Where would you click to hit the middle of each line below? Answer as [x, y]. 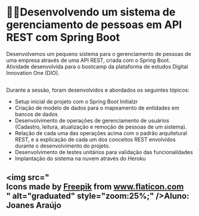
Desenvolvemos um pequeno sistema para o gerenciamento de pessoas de [99, 54]
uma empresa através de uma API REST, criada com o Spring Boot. [88, 60]
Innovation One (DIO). [33, 73]
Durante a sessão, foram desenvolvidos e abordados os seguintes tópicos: [98, 90]
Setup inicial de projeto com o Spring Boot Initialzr [76, 102]
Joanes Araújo [34, 205]
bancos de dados [36, 114]
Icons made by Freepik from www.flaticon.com [95, 187]
